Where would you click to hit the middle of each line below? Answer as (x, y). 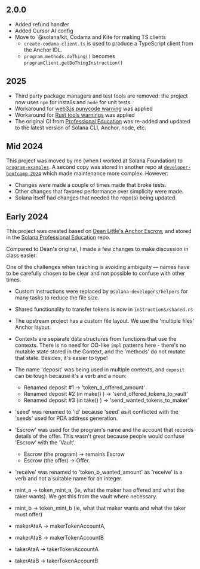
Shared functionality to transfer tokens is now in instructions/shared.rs (104, 309)
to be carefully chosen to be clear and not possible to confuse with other (96, 273)
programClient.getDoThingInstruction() (73, 63)
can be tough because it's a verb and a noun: (70, 376)
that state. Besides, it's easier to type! (61, 358)
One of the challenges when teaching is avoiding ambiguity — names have (98, 267)
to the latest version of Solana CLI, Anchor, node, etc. (80, 128)
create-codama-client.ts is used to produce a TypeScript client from (109, 43)
